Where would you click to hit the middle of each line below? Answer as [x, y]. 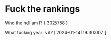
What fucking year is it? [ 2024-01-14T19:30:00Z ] [56, 32]
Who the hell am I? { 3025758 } [37, 23]
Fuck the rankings [42, 9]
